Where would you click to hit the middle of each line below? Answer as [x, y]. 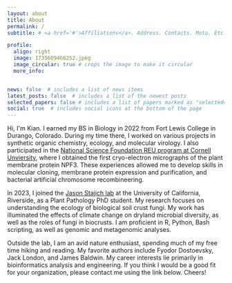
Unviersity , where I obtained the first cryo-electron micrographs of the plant [115, 158]
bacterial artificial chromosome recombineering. [76, 179]
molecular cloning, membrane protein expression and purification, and [107, 173]
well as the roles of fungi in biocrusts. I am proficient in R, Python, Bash [108, 222]
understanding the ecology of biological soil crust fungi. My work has [106, 208]
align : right [32, 52]
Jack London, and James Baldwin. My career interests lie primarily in [105, 258]
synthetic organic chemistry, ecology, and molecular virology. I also [103, 143]
